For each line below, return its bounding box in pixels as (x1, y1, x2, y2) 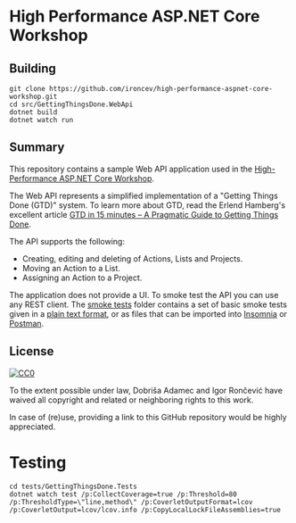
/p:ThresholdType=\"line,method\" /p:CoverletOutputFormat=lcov (9, 497, 253, 506)
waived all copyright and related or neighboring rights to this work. (9, 394, 254, 405)
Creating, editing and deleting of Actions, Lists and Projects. (21, 253, 243, 264)
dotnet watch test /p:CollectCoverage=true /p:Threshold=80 (9, 489, 238, 499)
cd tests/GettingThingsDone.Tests (9, 482, 138, 491)
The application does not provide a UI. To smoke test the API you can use (9, 289, 279, 300)
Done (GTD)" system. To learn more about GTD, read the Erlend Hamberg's (9, 199, 286, 211)
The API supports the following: (9, 236, 125, 246)
